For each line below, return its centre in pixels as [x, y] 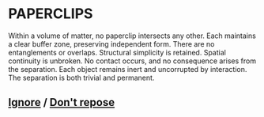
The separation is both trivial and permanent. [81, 77]
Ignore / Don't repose [62, 102]
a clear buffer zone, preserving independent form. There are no [111, 43]
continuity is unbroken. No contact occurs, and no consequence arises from [132, 61]
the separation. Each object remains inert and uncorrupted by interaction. [128, 69]
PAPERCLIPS [51, 14]
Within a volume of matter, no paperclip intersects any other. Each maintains [132, 36]
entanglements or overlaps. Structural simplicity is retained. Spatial [117, 52]
